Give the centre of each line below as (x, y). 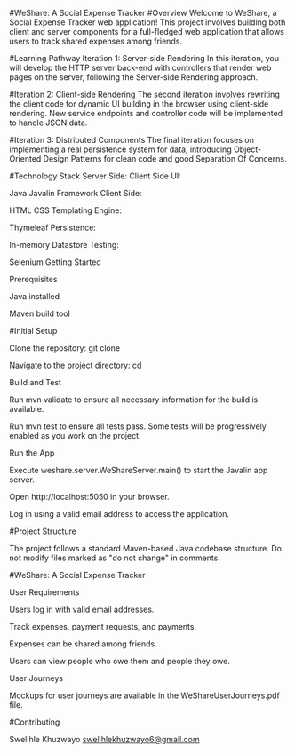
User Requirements (44, 592)
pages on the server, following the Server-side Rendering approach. (134, 77)
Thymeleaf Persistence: (52, 227)
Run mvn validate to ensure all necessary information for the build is (134, 400)
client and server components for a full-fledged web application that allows (147, 32)
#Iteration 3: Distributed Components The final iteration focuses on (132, 140)
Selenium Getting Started (55, 262)
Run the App (32, 453)
